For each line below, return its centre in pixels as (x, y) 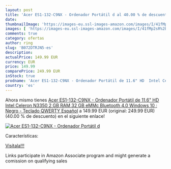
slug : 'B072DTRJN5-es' (29, 48)
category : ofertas (25, 39)
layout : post (19, 10)
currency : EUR (20, 62)
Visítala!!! (15, 146)
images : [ (16, 29)
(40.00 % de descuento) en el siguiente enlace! (55, 116)
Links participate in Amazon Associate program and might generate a (78, 155)
